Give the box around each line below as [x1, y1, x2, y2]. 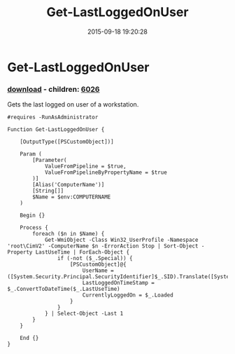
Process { [20, 224, 49, 231]
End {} [20, 334, 39, 342]
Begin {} [20, 212, 45, 219]
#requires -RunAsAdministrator [7, 114, 99, 121]
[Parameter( [32, 157, 68, 164]
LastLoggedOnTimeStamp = [82, 280, 155, 287]
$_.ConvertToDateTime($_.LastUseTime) [7, 285, 120, 293]
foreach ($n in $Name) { [32, 231, 105, 238]
